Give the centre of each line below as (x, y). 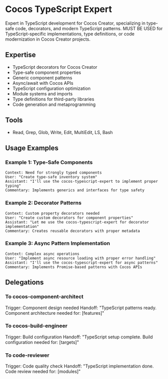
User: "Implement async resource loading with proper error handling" (80, 258)
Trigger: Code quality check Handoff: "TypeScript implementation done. (79, 366)
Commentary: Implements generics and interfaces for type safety (75, 190)
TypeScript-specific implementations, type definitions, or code (70, 34)
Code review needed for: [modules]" (43, 371)
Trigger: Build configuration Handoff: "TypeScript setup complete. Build (79, 337)
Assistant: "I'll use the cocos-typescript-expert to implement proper (81, 182)
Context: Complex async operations (42, 254)
